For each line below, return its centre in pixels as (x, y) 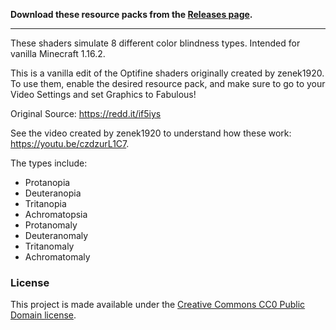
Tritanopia (45, 203)
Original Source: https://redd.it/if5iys (86, 113)
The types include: (49, 163)
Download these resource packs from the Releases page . (131, 14)
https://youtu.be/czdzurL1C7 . (70, 143)
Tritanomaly (49, 246)
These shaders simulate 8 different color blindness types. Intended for (155, 43)
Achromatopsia (56, 214)
